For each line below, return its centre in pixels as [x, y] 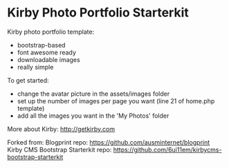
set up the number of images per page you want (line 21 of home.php [116, 101]
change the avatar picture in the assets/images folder [93, 94]
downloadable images [49, 59]
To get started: [28, 80]
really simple [35, 67]
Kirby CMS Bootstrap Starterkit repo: [59, 149]
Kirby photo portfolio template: [51, 32]
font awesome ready [46, 52]
